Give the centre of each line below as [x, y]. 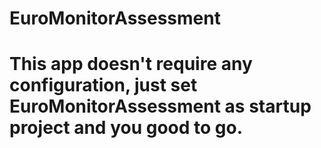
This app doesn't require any [131, 64]
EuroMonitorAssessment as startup [160, 106]
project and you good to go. [126, 128]
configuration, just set [103, 85]
